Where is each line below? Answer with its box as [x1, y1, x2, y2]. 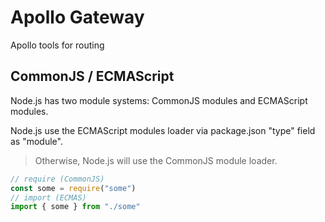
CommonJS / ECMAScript [10, 68, 175, 85]
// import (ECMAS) [10, 192, 87, 203]
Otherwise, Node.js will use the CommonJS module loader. [34, 154, 278, 166]
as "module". [10, 135, 63, 147]
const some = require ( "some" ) [10, 183, 137, 193]
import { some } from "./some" [10, 202, 141, 212]
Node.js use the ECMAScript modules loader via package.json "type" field [10, 124, 316, 136]
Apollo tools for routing [10, 39, 105, 51]
